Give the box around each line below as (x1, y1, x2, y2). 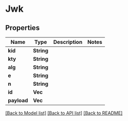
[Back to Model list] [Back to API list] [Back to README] (5, 110, 123, 116)
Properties (5, 23, 40, 32)
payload (8, 97, 28, 104)
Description (53, 39, 83, 45)
